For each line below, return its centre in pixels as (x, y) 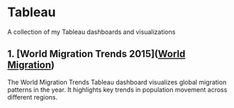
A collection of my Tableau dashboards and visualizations (91, 32)
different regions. (33, 97)
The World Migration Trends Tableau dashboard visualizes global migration (117, 82)
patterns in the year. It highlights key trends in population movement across (117, 90)
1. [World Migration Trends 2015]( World (96, 54)
